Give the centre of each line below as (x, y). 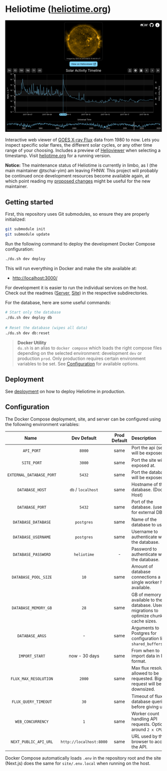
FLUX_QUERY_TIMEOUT (32, 702)
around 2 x (143, 729)
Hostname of (145, 484)
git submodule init (25, 229)
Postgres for (144, 633)
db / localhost (84, 490)
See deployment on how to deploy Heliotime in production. (65, 391)
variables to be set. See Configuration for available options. (78, 364)
